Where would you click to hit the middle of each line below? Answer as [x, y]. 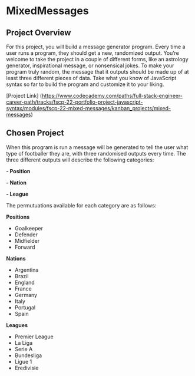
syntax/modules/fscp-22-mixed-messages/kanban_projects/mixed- [89, 108]
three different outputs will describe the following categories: [80, 160]
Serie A [24, 349]
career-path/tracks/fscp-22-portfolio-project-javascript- [75, 102]
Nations [16, 258]
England [25, 282]
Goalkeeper [29, 228]
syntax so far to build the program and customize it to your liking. [85, 84]
